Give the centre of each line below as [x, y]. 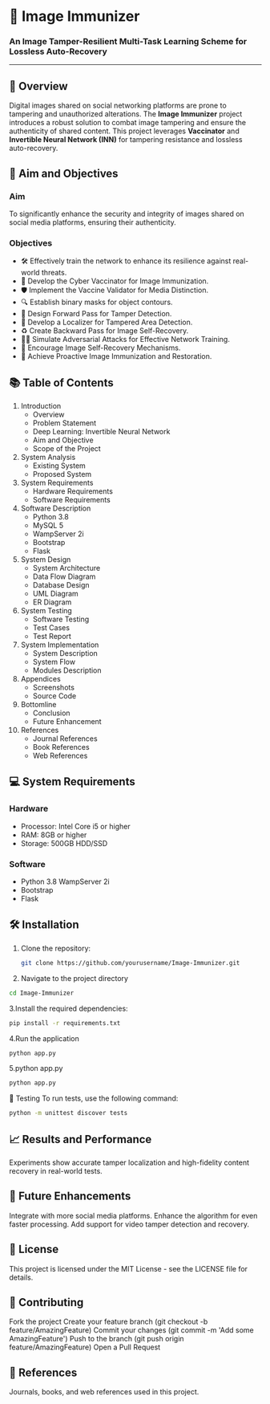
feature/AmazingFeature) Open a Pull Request [85, 1347]
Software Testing [61, 619]
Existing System [59, 466]
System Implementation [60, 645]
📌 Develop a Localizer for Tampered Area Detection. [107, 322]
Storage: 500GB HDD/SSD [64, 843]
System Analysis [48, 458]
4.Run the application [44, 1038]
